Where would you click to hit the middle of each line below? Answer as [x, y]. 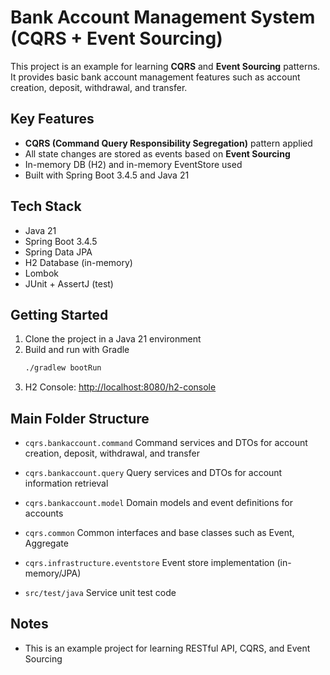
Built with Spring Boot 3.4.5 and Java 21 [107, 175]
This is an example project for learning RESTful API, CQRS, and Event [167, 648]
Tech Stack [46, 206]
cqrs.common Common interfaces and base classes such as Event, [159, 533]
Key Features [52, 119]
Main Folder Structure [80, 418]
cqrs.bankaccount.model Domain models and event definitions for [159, 503]
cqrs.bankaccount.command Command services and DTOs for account [166, 443]
